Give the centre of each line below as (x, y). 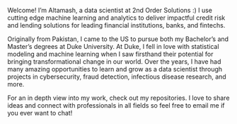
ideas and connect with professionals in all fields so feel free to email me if (116, 105)
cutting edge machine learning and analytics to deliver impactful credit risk (116, 18)
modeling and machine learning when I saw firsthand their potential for (110, 54)
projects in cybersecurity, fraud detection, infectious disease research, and (117, 77)
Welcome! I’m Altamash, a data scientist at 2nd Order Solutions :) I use (110, 10)
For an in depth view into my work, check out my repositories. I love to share (118, 98)
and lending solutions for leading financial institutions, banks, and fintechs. (116, 25)
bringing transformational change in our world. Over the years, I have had (114, 62)
